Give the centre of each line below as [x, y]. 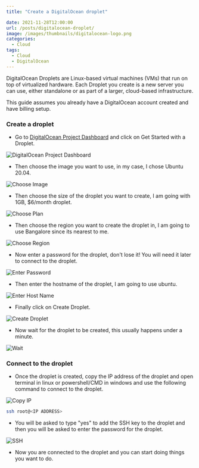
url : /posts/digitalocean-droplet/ [50, 28]
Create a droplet [30, 124]
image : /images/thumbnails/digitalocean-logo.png [69, 33]
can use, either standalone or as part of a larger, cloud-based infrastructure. [100, 91]
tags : [13, 50]
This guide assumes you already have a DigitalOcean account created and [97, 102]
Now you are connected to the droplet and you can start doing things [99, 453]
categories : [21, 39]
